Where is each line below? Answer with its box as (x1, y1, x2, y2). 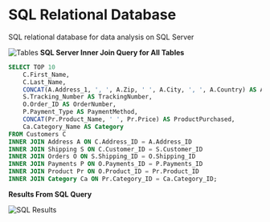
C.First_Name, (22, 71, 70, 79)
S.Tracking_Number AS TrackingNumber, (22, 93, 153, 101)
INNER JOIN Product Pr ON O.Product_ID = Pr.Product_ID (8, 168, 199, 176)
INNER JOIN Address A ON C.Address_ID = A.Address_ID (8, 138, 193, 146)
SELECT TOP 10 (8, 63, 56, 71)
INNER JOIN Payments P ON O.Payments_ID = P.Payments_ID (8, 160, 203, 168)
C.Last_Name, (22, 78, 67, 86)
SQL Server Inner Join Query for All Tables (39, 47, 185, 57)
